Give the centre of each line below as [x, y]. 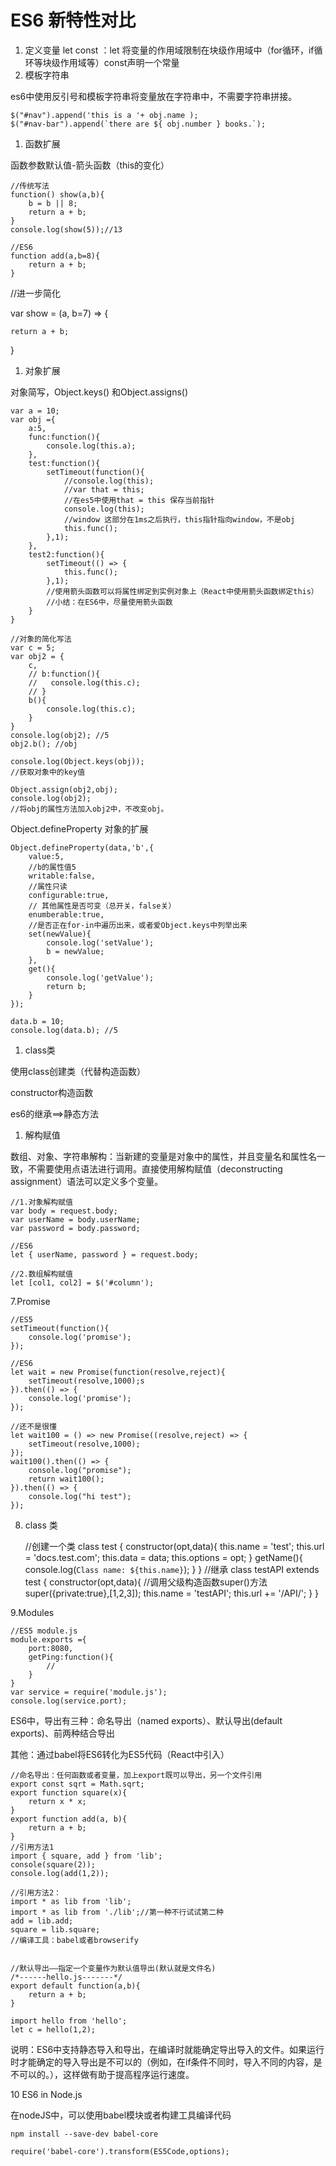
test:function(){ [64, 463]
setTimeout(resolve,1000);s [86, 1381]
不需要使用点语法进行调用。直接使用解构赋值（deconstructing [155, 1168]
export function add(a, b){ [69, 1819]
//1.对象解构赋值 [41, 1202]
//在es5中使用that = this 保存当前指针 [139, 500]
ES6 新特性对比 [73, 20]
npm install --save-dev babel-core [84, 2134]
